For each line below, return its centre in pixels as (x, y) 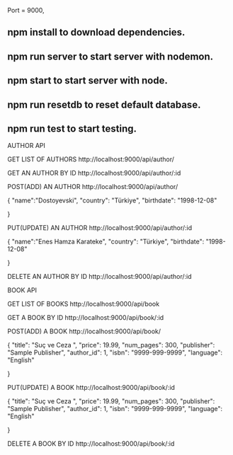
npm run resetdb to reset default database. (104, 104)
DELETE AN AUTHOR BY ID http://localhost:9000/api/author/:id (100, 277)
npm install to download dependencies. (96, 32)
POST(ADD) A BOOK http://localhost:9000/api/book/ (84, 331)
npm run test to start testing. (72, 128)
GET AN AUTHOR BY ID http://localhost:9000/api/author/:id (94, 173)
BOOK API (22, 290)
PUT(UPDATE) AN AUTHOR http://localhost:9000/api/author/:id (100, 228)
